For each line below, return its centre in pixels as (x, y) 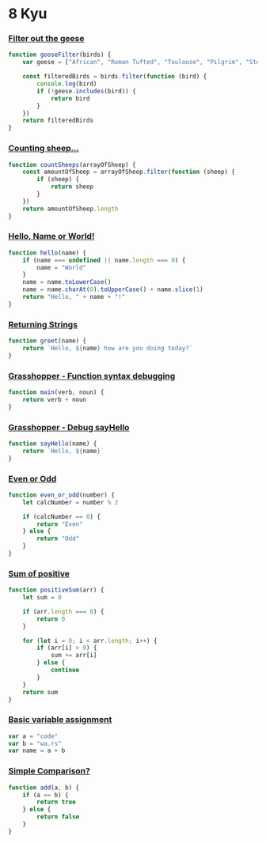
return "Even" (60, 524)
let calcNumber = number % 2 (70, 502)
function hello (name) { (47, 253)
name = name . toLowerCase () (67, 282)
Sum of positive (39, 573)
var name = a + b (37, 751)
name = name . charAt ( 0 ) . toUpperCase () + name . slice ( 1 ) (113, 289)
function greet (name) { (47, 341)
